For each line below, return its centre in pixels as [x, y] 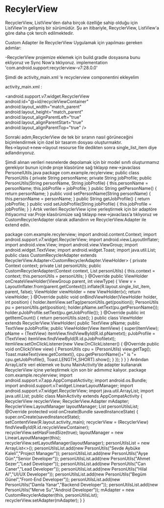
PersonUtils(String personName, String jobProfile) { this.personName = [77, 183]
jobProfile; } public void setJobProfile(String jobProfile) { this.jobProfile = [78, 204]
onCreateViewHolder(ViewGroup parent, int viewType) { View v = [71, 281]
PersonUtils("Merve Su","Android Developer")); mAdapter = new [70, 490]
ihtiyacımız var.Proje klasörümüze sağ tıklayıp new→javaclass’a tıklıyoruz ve [82, 214]
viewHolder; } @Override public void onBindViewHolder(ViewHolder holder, [81, 297]
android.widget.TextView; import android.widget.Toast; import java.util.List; [81, 250]
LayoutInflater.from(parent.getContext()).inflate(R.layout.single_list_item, [78, 286]
